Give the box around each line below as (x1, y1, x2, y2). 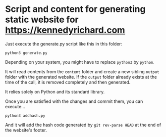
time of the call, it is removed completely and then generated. (5, 79, 131, 85)
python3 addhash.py (5, 113, 46, 118)
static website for (5, 14, 79, 25)
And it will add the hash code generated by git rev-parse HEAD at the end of (5, 122, 161, 128)
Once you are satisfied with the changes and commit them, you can (5, 98, 143, 104)
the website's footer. (5, 127, 47, 133)
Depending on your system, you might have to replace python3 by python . (5, 59, 155, 65)
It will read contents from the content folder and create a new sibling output (5, 68, 160, 75)
